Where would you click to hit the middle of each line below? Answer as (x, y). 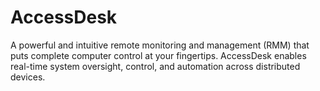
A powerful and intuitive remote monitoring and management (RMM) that (160, 45)
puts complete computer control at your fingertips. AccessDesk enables (158, 55)
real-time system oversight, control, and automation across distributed (155, 66)
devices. (28, 77)
